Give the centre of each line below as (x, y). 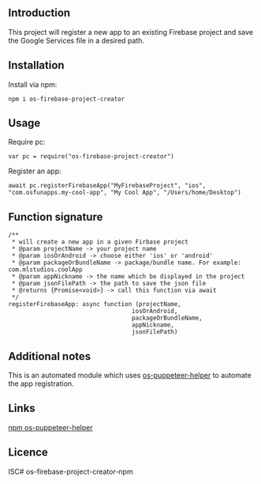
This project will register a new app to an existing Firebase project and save (131, 32)
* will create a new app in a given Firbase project (100, 242)
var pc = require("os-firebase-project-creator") (91, 157)
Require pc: (27, 142)
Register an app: (35, 171)
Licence (28, 453)
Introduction (39, 13)
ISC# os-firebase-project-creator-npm (71, 471)
